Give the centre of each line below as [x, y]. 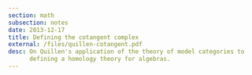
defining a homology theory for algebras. [100, 59]
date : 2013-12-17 [37, 30]
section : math [31, 15]
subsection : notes [38, 23]
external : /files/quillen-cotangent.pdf [76, 45]
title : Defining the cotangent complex [74, 37]
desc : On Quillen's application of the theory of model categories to [126, 52]
